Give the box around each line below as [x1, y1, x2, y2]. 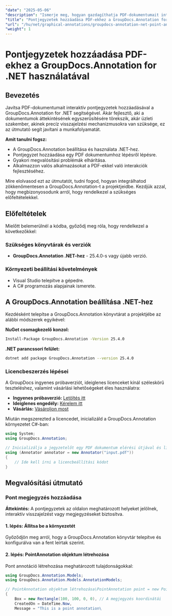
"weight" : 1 [5, 27, 31, 32]
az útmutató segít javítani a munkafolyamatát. [5, 126, 101, 132]
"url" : [5, 22, 19, 27]
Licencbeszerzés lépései [5, 368, 69, 375]
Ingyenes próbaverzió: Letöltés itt [12, 395, 85, 401]
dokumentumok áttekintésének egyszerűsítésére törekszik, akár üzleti [5, 115, 153, 122]
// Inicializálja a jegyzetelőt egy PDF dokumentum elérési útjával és [5, 445, 161, 451]
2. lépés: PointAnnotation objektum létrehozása [5, 551, 109, 557]
